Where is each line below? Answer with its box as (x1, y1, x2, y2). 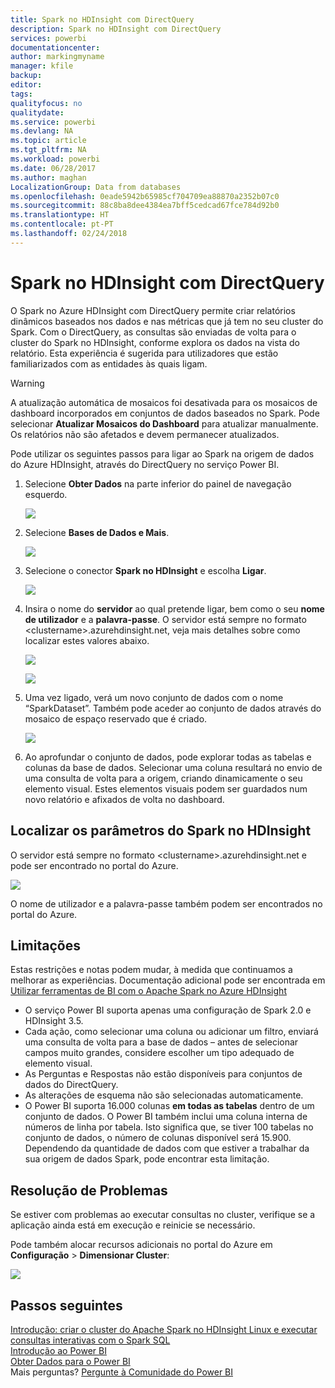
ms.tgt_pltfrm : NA (10, 145, 87, 155)
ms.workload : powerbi (10, 154, 101, 164)
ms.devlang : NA (10, 126, 74, 136)
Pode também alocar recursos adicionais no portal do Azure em (10, 1239, 273, 1251)
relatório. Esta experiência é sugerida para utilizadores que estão (10, 347, 279, 359)
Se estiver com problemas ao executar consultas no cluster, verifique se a (10, 1209, 316, 1221)
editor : (10, 80, 43, 90)
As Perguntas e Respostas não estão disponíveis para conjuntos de (24, 1068, 303, 1080)
